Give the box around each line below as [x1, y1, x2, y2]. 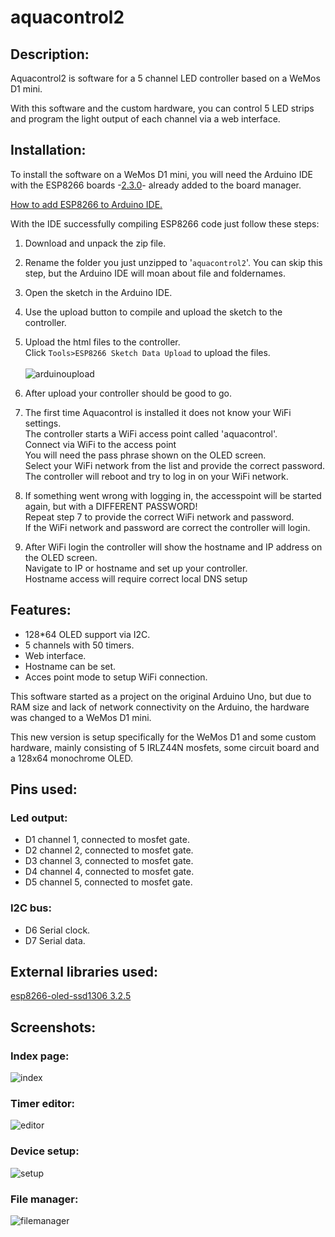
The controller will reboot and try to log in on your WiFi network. [24, 470, 289, 482]
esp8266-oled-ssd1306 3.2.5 [10, 990, 132, 1002]
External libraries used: [10, 964, 159, 980]
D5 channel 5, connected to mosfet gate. [24, 876, 193, 888]
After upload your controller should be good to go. [24, 387, 233, 399]
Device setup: [10, 1144, 80, 1158]
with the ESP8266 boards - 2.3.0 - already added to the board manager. [10, 179, 302, 191]
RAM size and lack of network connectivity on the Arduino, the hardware [10, 701, 310, 713]
